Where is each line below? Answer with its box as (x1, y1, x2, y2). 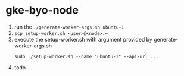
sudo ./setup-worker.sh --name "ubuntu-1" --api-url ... (14, 53, 159, 59)
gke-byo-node (5, 4, 79, 17)
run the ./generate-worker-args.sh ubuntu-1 (14, 23, 124, 30)
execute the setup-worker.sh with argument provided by (14, 36, 153, 43)
